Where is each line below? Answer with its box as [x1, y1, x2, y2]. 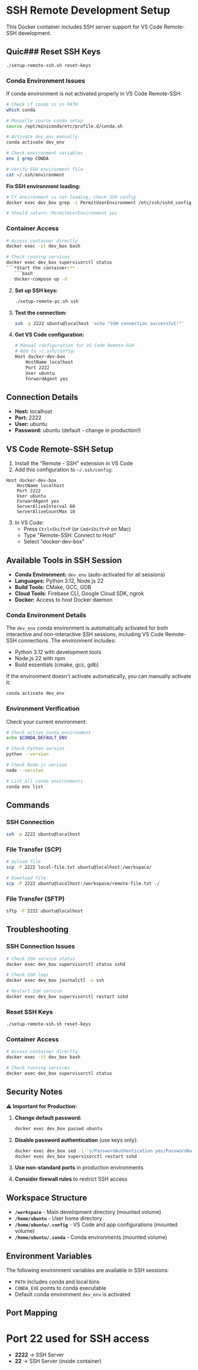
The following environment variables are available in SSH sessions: [6, 1267, 170, 1273]
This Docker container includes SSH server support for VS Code [6, 23, 163, 30]
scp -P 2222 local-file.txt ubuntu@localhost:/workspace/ [6, 864, 152, 870]
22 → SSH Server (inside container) [14, 1358, 102, 1365]
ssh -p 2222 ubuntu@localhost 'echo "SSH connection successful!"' [14, 320, 184, 326]
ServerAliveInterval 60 [17, 504, 76, 510]
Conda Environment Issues [6, 77, 86, 85]
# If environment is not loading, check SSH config [6, 194, 136, 200]
